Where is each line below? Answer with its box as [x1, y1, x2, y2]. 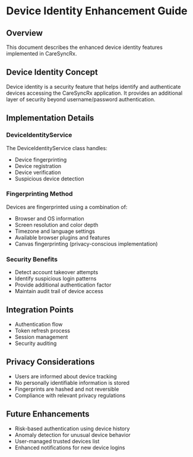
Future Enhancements [6, 409, 90, 419]
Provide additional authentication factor [14, 281, 112, 288]
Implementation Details [6, 113, 94, 123]
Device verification [14, 169, 61, 176]
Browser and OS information [14, 214, 84, 222]
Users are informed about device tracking [14, 372, 117, 380]
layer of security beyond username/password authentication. [6, 95, 156, 102]
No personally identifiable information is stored [14, 379, 129, 386]
